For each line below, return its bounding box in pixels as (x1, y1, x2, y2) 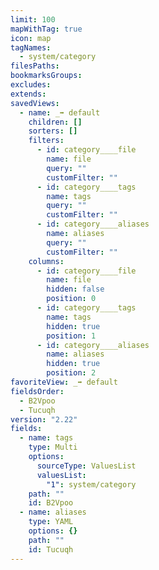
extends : (10, 89, 47, 99)
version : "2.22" (10, 414, 78, 425)
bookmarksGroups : (10, 71, 83, 81)
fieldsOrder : (10, 386, 65, 396)
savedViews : (10, 98, 60, 108)
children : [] (28, 117, 83, 127)
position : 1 (46, 331, 97, 341)
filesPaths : (10, 61, 60, 71)
